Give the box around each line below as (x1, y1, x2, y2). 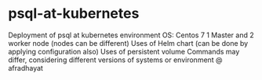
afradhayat (8, 63, 43, 72)
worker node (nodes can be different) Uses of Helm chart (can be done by (8, 38, 249, 47)
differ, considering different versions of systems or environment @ (8, 55, 223, 64)
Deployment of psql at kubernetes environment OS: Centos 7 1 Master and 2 (8, 30, 255, 40)
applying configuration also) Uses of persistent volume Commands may (8, 47, 240, 56)
